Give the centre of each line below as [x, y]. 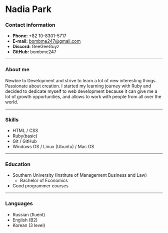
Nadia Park [28, 9]
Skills [12, 120]
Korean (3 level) [29, 225]
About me [17, 70]
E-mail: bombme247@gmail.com [46, 41]
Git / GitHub [24, 141]
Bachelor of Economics [44, 181]
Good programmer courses [40, 186]
